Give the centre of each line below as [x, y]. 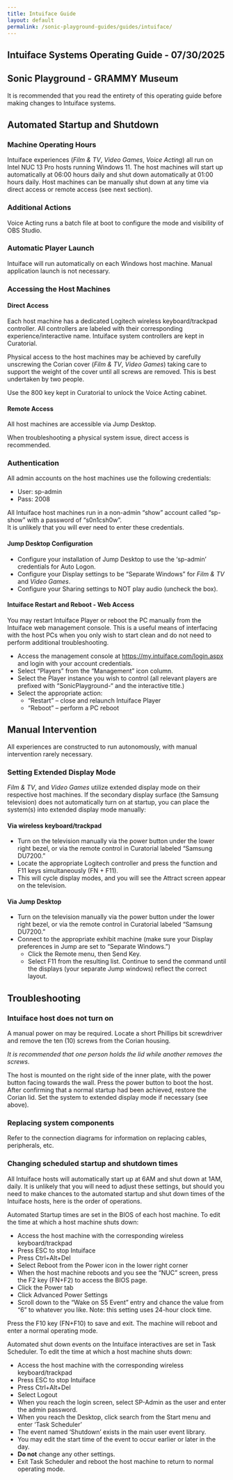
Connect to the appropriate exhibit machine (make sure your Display [115, 939]
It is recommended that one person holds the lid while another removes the [115, 1054]
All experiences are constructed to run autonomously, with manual [102, 747]
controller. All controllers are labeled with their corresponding [95, 328]
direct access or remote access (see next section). [80, 190]
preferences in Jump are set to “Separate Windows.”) [94, 947]
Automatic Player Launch [51, 248]
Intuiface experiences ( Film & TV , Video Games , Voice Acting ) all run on [110, 160]
